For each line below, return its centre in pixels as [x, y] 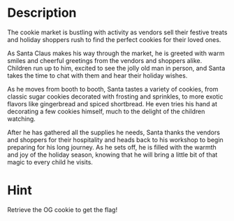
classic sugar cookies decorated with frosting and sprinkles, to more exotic [115, 97]
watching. [22, 119]
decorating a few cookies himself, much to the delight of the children [106, 111]
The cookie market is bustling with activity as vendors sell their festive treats [117, 32]
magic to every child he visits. [50, 162]
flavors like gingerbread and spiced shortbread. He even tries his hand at [112, 104]
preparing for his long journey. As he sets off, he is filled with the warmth [112, 147]
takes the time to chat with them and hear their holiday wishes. [97, 76]
